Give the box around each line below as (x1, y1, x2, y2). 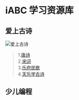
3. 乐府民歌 (17, 65, 40, 70)
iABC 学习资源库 (5, 5, 74, 16)
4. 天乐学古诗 (17, 71, 45, 77)
